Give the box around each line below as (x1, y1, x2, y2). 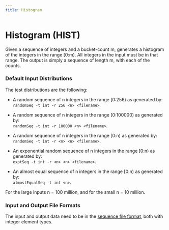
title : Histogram (5, 7, 42, 13)
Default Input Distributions (5, 75, 72, 82)
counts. (5, 62, 21, 69)
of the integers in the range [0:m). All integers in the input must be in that (5, 51, 158, 57)
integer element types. (5, 219, 53, 225)
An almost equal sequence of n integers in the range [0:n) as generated (12, 168, 163, 175)
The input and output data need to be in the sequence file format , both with (5, 213, 163, 219)
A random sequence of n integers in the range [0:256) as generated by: (12, 96, 163, 102)
